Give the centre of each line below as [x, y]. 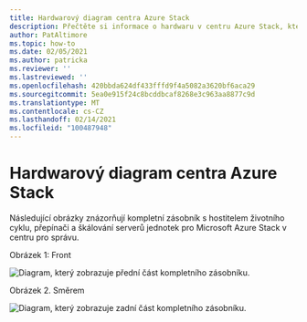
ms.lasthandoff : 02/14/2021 [63, 119]
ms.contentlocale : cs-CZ [57, 111]
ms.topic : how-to [42, 43]
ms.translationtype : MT [55, 103]
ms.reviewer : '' [40, 69]
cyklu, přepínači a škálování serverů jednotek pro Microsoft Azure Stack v [148, 227]
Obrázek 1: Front [40, 254]
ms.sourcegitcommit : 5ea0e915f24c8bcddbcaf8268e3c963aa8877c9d [132, 94]
